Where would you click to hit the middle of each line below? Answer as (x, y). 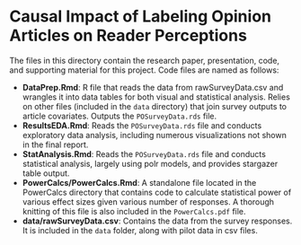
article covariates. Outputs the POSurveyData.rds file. (120, 116)
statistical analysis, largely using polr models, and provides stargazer (150, 163)
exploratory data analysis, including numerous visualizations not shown (155, 135)
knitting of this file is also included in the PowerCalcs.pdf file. (134, 211)
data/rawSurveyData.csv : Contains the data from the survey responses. (157, 221)
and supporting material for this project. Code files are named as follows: (144, 70)
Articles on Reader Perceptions (128, 35)
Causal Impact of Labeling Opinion (141, 17)
